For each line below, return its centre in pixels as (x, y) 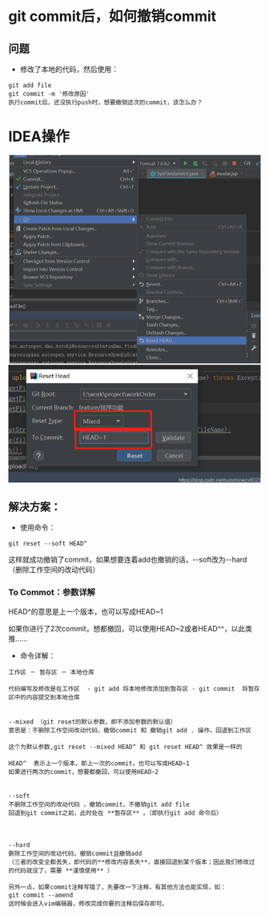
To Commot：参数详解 (52, 592)
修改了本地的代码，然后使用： (69, 69)
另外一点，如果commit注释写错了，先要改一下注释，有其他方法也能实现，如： (117, 887)
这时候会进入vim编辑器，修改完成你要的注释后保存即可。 (88, 903)
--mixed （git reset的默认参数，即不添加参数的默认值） (92, 722)
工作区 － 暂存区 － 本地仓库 (51, 672)
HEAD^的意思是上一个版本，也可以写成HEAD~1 (86, 611)
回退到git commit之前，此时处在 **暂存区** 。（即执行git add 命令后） (115, 813)
